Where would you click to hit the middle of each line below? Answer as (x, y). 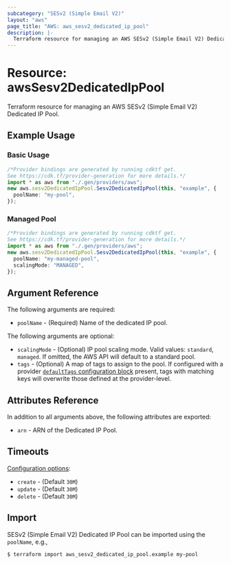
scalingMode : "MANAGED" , (49, 265)
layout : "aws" (27, 20)
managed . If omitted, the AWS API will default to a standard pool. (106, 357)
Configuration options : (39, 468)
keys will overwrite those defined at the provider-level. (94, 379)
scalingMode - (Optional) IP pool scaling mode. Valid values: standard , (115, 350)
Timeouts (28, 452)
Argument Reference (53, 293)
